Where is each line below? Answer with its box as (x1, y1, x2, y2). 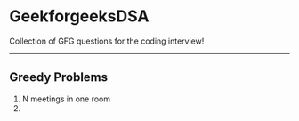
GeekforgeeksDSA (9, 6, 149, 27)
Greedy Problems (9, 69, 109, 85)
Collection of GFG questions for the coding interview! (9, 36, 205, 46)
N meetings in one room (21, 93, 111, 104)
